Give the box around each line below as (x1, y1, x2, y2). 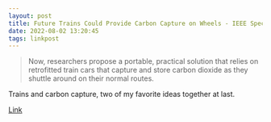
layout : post (8, 11, 52, 20)
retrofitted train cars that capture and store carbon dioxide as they (27, 65, 248, 75)
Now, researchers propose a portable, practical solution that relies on (27, 57, 259, 66)
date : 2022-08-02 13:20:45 (8, 27, 99, 35)
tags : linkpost (8, 34, 60, 43)
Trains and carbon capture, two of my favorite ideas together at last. (8, 90, 236, 99)
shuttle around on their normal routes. (27, 74, 155, 83)
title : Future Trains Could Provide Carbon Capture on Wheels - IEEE (8, 19, 248, 27)
